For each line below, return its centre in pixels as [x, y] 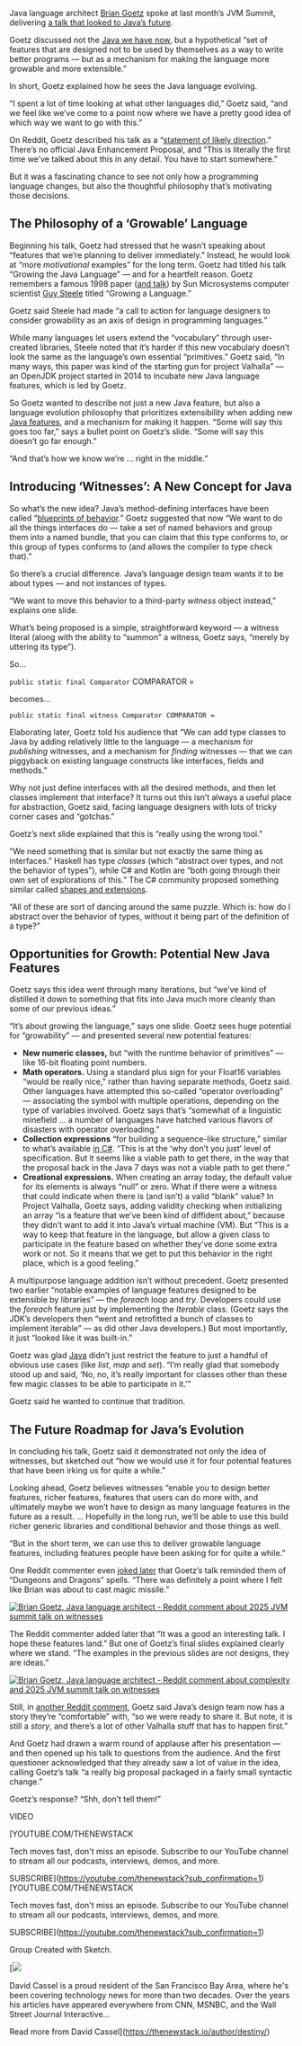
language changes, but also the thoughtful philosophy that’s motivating [141, 186]
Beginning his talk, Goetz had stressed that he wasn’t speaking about [138, 245]
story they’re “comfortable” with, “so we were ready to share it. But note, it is [151, 1717]
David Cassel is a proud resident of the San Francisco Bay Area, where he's [149, 1986]
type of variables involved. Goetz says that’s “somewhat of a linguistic [152, 1110]
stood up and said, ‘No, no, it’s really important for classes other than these [148, 1374]
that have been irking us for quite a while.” [88, 1471]
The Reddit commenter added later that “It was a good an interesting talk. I [147, 1634]
